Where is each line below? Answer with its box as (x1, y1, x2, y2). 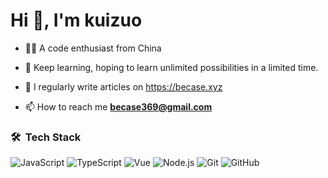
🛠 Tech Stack (10, 130, 82, 144)
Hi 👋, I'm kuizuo (10, 9, 143, 32)
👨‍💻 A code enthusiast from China (24, 42, 162, 54)
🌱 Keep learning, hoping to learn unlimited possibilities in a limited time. (24, 61, 319, 73)
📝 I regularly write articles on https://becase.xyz (24, 80, 223, 93)
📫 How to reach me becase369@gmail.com (24, 100, 213, 113)
